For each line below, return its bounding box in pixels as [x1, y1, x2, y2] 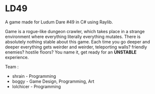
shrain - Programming [12, 73, 56, 79]
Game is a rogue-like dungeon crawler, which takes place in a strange [5, 28, 145, 34]
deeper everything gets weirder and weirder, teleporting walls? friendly [5, 44, 147, 50]
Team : [5, 64, 19, 70]
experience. [5, 54, 29, 60]
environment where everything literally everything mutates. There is [5, 34, 141, 39]
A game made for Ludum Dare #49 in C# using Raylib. [5, 19, 113, 25]
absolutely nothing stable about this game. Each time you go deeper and [5, 38, 150, 44]
